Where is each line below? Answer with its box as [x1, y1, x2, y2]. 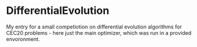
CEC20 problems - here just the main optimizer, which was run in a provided [6, 29, 192, 36]
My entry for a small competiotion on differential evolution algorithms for [6, 23, 182, 30]
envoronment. [6, 35, 40, 42]
